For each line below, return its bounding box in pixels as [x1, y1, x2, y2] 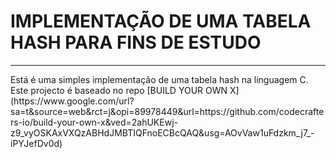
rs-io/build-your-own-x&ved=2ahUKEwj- [10, 116, 178, 128]
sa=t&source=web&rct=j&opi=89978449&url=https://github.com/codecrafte [10, 105, 325, 117]
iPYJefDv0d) [10, 137, 63, 149]
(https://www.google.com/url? [10, 95, 135, 107]
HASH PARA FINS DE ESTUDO [10, 31, 262, 54]
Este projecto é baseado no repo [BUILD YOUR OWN [10, 84, 228, 96]
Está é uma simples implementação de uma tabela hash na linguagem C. [10, 73, 309, 85]
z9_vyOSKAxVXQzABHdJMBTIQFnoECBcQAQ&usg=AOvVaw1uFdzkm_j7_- [10, 126, 315, 139]
